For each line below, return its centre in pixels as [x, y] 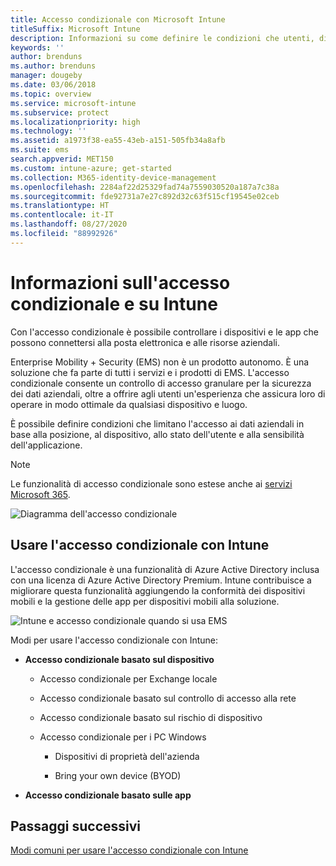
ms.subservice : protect [60, 112]
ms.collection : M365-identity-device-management [113, 177]
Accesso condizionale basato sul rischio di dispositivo [151, 717]
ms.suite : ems [40, 150]
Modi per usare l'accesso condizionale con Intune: [114, 640]
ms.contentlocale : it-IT [62, 215]
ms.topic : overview [51, 94]
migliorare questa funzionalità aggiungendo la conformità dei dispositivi [158, 590]
